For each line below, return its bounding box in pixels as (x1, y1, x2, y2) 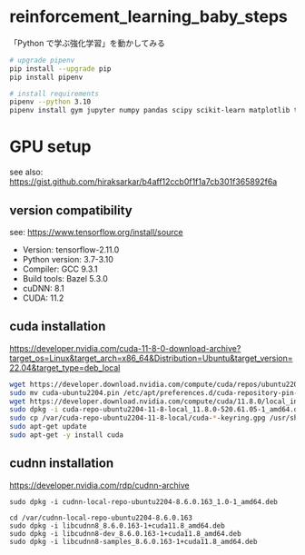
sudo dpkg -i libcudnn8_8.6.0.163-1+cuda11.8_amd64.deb (9, 520, 225, 530)
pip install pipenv (9, 73, 84, 82)
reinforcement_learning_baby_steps (9, 6, 288, 27)
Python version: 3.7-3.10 (22, 253, 113, 264)
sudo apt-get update (9, 422, 88, 431)
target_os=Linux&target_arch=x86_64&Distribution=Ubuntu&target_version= (9, 352, 293, 363)
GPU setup (9, 136, 92, 157)
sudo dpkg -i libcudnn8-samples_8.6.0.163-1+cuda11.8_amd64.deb (9, 537, 258, 546)
